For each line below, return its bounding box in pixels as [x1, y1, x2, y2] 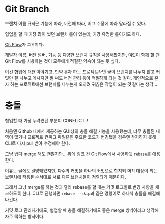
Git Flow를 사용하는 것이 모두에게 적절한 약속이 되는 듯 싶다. [5, 58, 120, 64]
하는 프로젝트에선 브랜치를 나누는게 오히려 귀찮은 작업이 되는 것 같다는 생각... [10, 81, 158, 87]
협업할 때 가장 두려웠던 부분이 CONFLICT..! [5, 117, 89, 123]
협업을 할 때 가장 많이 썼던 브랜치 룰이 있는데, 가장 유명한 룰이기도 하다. [5, 31, 141, 37]
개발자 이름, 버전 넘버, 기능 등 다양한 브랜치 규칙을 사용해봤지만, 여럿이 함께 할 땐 [5, 52, 160, 58]
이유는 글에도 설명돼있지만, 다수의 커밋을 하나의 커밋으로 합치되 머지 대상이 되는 [5, 167, 158, 174]
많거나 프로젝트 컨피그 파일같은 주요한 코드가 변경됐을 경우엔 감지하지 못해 [14, 134, 157, 140]
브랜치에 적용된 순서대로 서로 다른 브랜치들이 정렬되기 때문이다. [5, 174, 127, 179]
